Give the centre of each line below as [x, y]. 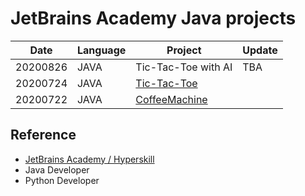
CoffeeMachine [171, 99]
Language [102, 50]
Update [260, 50]
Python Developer [62, 180]
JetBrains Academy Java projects [153, 18]
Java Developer [57, 169]
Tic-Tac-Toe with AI [184, 67]
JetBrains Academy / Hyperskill [89, 159]
